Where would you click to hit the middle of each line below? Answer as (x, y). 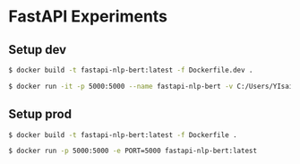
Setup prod (40, 114)
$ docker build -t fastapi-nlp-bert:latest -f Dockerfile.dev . (131, 70)
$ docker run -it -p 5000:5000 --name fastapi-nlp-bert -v (121, 86)
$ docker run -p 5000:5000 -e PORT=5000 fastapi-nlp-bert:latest (133, 151)
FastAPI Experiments (88, 17)
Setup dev (38, 50)
